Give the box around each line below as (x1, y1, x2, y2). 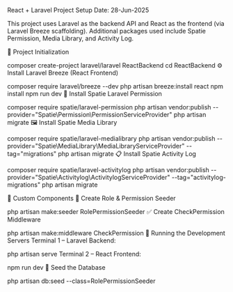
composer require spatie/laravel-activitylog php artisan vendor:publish (7, 166, 210, 174)
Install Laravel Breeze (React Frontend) (7, 69, 119, 77)
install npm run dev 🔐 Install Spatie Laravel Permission (7, 90, 162, 98)
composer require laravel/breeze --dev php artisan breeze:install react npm (7, 82, 224, 90)
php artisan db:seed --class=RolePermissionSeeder (7, 277, 156, 285)
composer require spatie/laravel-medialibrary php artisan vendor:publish (7, 135, 216, 142)
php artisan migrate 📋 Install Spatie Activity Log (58, 150, 197, 157)
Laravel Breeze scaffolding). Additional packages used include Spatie (7, 27, 207, 35)
